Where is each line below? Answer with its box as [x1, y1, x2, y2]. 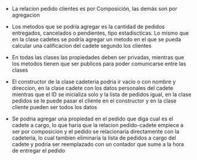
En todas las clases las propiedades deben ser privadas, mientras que [11, 54, 184, 61]
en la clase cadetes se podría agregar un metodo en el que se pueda [11, 36, 181, 43]
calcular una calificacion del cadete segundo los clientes [11, 42, 152, 49]
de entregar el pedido [11, 147, 66, 154]
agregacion [11, 11, 40, 19]
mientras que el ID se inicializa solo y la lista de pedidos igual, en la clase [11, 91, 192, 98]
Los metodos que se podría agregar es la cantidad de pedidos [11, 23, 165, 30]
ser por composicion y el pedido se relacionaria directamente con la [11, 128, 180, 135]
